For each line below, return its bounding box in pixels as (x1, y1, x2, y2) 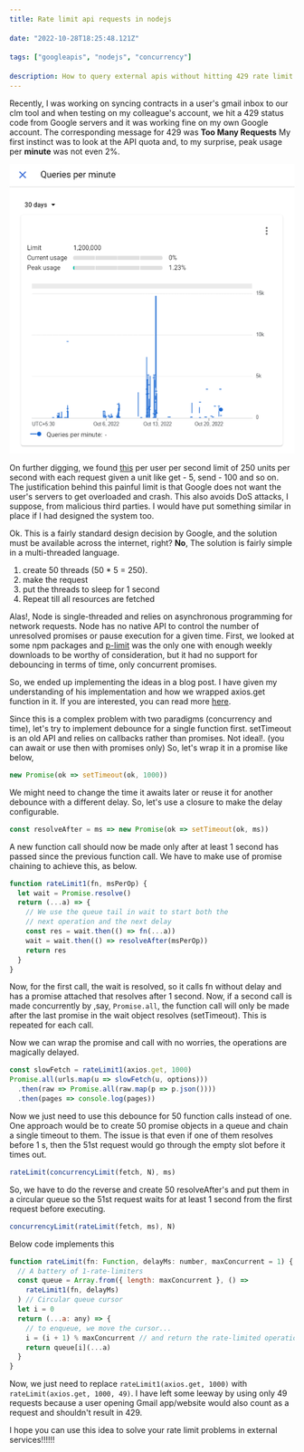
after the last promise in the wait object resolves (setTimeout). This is (9, 1010, 267, 1021)
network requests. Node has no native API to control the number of (9, 620, 260, 631)
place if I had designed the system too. (9, 510, 155, 521)
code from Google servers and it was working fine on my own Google (9, 117, 269, 128)
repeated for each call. (9, 1019, 94, 1031)
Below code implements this (9, 1238, 115, 1249)
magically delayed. (9, 1046, 80, 1058)
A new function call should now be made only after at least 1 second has (9, 841, 279, 852)
